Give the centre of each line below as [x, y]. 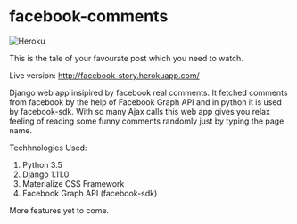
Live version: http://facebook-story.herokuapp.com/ [104, 75]
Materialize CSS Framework [73, 183]
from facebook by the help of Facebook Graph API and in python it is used [146, 102]
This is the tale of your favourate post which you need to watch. [126, 58]
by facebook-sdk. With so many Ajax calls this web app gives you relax [140, 111]
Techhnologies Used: [48, 148]
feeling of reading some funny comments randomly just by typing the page [147, 121]
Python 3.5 [42, 164]
